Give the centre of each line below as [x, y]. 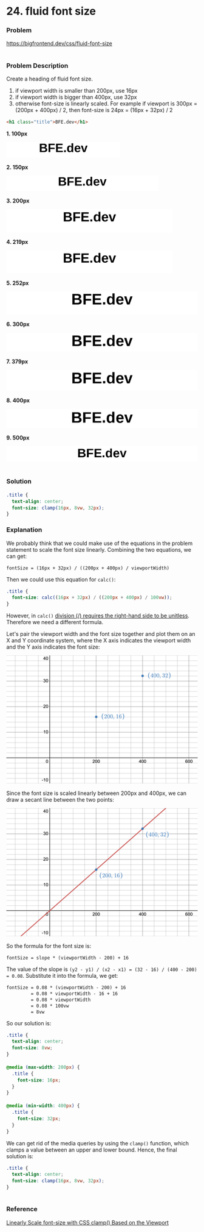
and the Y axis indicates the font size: [53, 647]
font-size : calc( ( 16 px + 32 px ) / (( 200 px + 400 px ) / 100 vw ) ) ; [92, 598]
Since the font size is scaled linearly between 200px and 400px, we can [97, 793]
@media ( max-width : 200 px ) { [43, 1067]
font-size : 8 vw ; [32, 1048]
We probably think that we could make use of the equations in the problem [100, 543]
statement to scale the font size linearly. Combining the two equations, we [99, 549]
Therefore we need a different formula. [55, 622]
